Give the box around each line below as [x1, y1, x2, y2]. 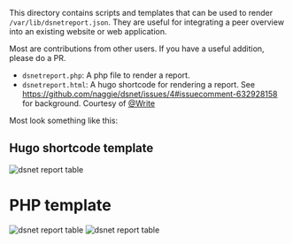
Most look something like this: [9, 115, 118, 126]
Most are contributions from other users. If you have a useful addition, [9, 43, 265, 54]
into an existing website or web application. [9, 27, 167, 36]
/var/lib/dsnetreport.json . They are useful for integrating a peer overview [9, 17, 285, 27]
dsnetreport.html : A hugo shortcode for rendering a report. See [21, 80, 255, 89]
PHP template [9, 195, 112, 215]
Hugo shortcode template [9, 141, 154, 156]
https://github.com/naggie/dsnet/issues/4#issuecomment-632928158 [21, 88, 278, 99]
